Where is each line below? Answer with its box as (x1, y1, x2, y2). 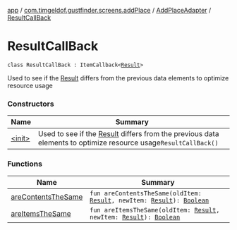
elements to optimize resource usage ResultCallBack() (37, 138, 219, 147)
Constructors (7, 99, 54, 109)
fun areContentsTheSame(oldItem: (89, 189, 202, 197)
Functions (7, 159, 42, 169)
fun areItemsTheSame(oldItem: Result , (89, 206, 220, 214)
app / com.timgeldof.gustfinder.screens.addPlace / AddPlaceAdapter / (7, 6, 212, 14)
